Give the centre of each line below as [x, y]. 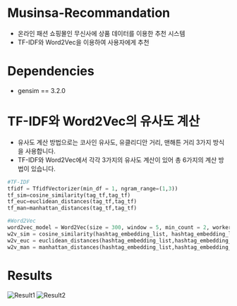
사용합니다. [41, 151]
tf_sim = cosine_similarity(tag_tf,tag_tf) [69, 195]
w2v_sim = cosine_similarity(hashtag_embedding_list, [88, 234]
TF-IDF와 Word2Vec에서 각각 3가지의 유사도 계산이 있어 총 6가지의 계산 [117, 159]
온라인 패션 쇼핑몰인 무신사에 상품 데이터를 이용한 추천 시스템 [101, 33]
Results [30, 275]
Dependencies [51, 71]
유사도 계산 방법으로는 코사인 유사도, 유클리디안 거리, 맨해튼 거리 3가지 [114, 142]
